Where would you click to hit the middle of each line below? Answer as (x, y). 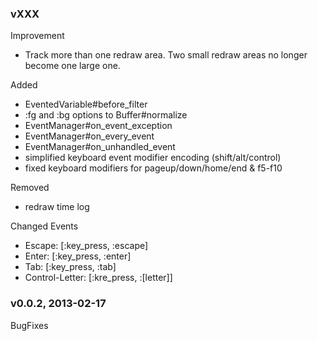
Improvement (37, 36)
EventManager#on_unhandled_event (100, 147)
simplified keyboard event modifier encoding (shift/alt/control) (153, 158)
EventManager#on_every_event (89, 136)
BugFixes (29, 325)
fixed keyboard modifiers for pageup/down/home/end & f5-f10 (153, 168)
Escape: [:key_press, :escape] (86, 246)
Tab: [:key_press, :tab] (70, 267)
